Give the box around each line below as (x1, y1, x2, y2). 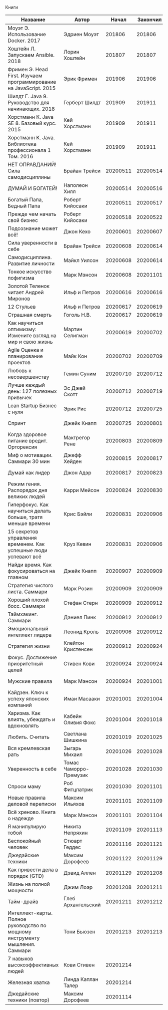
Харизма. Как (7, 710, 41, 716)
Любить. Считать (7, 733, 50, 740)
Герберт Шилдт (63, 99, 101, 106)
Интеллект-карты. (7, 909, 53, 916)
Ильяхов (63, 801, 84, 807)
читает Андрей (7, 289, 44, 296)
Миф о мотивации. (7, 452, 52, 458)
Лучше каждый (7, 382, 45, 388)
